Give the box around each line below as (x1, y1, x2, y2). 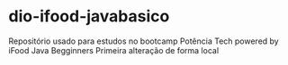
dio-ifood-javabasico (8, 6, 170, 27)
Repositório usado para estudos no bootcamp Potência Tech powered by (8, 36, 280, 46)
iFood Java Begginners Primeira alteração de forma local (8, 45, 220, 55)
